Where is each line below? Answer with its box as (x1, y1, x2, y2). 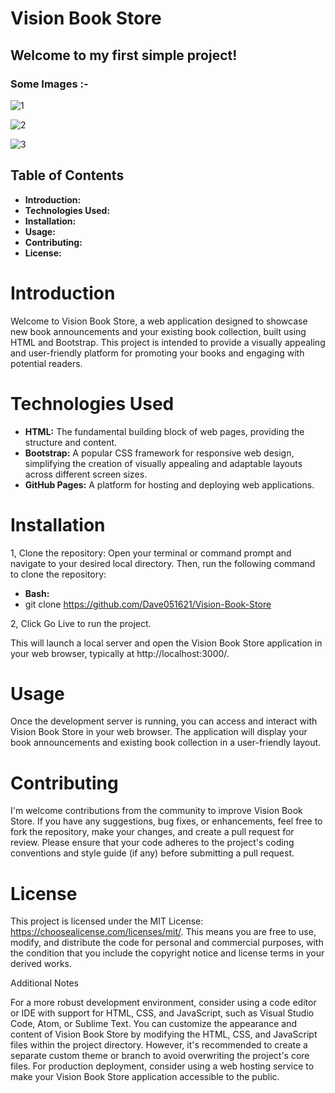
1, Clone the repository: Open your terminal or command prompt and (10, 547, 292, 559)
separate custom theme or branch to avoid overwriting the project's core (10, 1050, 310, 1062)
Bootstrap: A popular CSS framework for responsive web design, (24, 447, 295, 459)
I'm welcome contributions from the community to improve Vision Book (10, 805, 303, 817)
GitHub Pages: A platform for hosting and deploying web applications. (24, 478, 315, 491)
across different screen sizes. (24, 468, 148, 480)
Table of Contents (10, 167, 125, 184)
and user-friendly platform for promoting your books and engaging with (10, 347, 305, 359)
